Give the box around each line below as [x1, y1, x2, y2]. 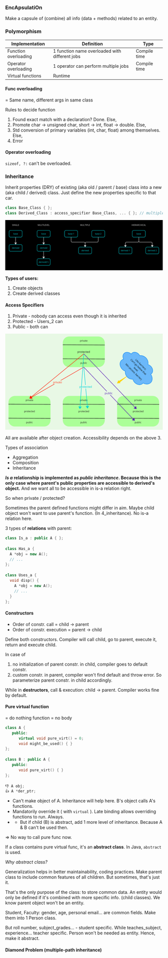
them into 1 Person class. [5, 915, 56, 921]
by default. [5, 692, 27, 698]
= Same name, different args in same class [5, 97, 93, 103]
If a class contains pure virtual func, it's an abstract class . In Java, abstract [5, 844, 161, 850]
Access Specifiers [5, 302, 44, 308]
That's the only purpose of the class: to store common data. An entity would [5, 889, 162, 895]
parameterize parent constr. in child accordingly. [12, 677, 112, 683]
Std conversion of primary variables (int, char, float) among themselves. [12, 127, 160, 133]
